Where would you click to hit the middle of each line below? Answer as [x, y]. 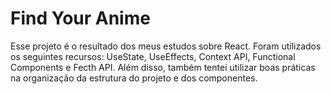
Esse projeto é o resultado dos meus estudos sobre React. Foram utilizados [166, 46]
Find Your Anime [80, 18]
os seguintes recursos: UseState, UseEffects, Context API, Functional [153, 56]
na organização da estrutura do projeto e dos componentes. [134, 78]
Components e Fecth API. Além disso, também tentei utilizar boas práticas [163, 67]
